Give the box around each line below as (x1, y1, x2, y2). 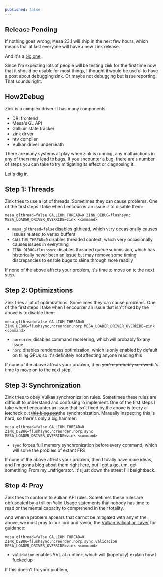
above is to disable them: (5, 309, 56, 315)
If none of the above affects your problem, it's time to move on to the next (5, 267, 155, 273)
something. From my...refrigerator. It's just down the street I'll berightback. (5, 467, 156, 473)
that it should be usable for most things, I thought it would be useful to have (5, 68, 158, 74)
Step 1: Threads (5, 185, 54, 193)
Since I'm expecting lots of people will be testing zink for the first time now (5, 62, 156, 69)
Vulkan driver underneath (12, 141, 64, 148)
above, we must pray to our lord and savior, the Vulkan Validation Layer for (5, 519, 156, 525)
